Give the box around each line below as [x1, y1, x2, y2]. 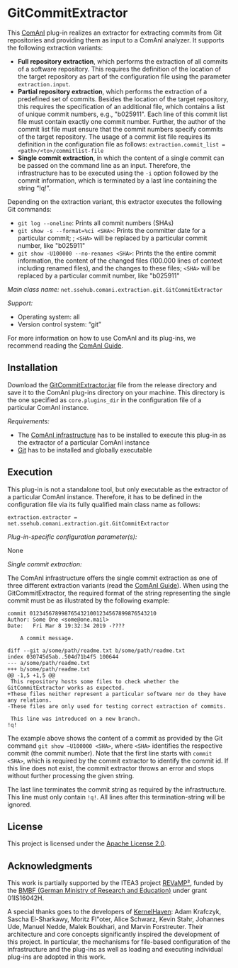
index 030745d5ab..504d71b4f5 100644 [7, 653, 119, 660]
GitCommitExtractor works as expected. [7, 684, 125, 691]
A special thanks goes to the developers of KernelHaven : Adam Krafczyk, [7, 908, 222, 916]
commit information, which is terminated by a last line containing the [17, 176, 217, 185]
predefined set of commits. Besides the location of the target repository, [17, 94, 229, 103]
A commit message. [20, 634, 74, 642]
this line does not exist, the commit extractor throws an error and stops [7, 763, 215, 773]
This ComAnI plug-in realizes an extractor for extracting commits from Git [7, 28, 222, 37]
